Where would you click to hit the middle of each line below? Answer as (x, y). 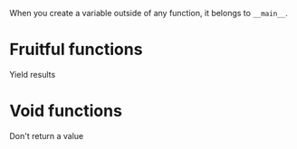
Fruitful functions (76, 50)
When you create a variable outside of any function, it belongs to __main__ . (148, 13)
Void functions (66, 111)
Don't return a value (47, 135)
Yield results (33, 74)
